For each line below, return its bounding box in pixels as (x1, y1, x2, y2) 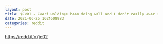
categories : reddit (5, 20, 45, 26)
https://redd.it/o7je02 (5, 34, 48, 40)
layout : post (5, 7, 32, 12)
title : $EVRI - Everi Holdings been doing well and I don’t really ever (5, 12, 155, 16)
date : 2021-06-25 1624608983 (5, 16, 64, 21)
